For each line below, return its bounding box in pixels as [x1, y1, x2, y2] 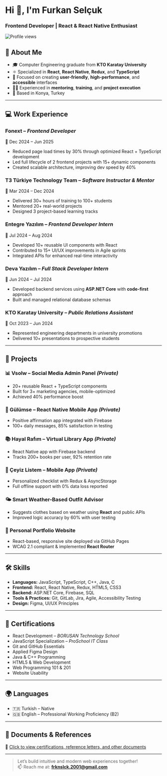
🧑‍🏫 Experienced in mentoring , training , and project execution [12, 85, 141, 91]
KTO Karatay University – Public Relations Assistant [5, 309, 133, 316]
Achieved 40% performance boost [12, 393, 83, 399]
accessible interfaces [12, 79, 58, 85]
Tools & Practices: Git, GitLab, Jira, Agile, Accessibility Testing [12, 595, 141, 601]
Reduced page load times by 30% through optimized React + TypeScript [12, 148, 162, 154]
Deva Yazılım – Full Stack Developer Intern [5, 265, 108, 272]
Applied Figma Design [12, 649, 58, 655]
